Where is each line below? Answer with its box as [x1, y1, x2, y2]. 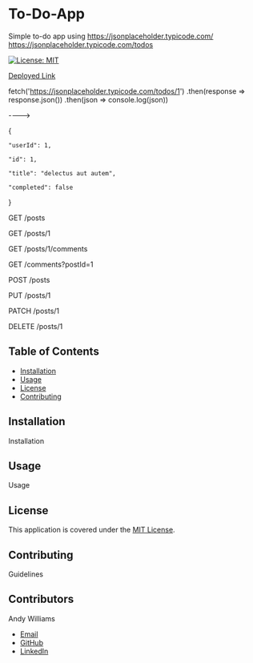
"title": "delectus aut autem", [8, 169, 116, 177]
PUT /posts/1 [8, 290, 51, 300]
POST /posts [8, 275, 50, 284]
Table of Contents [8, 345, 100, 359]
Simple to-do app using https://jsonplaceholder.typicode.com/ [8, 31, 214, 41]
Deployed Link [8, 70, 56, 80]
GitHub [19, 637, 44, 647]
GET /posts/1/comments [8, 243, 88, 253]
